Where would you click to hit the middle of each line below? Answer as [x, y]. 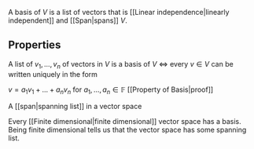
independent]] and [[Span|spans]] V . [68, 20]
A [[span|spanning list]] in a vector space [75, 107]
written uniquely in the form [53, 74]
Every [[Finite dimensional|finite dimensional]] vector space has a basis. [125, 122]
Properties [35, 45]
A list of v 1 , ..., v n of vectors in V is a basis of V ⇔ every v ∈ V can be [121, 65]
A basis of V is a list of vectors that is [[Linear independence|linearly [119, 12]
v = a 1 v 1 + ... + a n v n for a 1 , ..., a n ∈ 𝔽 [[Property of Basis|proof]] [111, 90]
